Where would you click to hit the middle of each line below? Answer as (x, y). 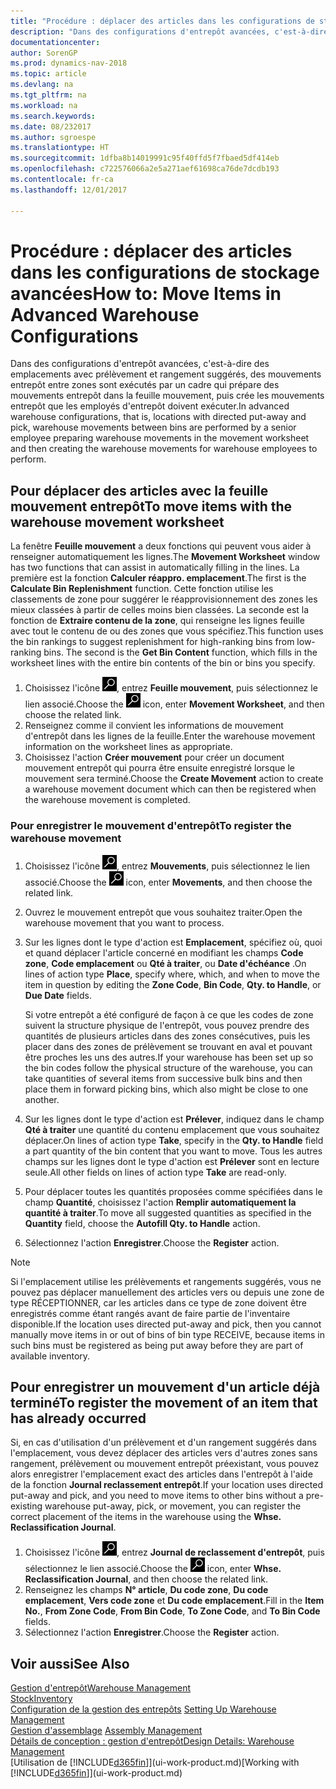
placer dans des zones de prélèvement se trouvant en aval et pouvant (168, 1046)
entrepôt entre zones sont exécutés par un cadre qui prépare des (145, 385)
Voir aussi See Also (70, 1663)
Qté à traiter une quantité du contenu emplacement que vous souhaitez (172, 1129)
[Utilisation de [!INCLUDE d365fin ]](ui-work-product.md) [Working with (155, 1762)
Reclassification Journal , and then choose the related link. (146, 1579)
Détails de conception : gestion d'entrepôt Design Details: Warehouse (152, 1741)
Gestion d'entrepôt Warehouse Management (101, 1688)
